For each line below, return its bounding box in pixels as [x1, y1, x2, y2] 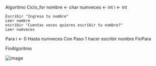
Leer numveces [5, 27, 35, 32]
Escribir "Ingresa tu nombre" [5, 14, 69, 19]
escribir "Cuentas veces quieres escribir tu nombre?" [5, 22, 123, 27]
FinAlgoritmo [5, 45, 32, 51]
